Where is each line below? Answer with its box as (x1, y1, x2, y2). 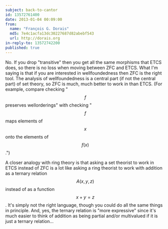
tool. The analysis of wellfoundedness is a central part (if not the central (5, 75, 156, 81)
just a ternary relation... (5, 218, 54, 224)
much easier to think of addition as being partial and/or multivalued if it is (5, 213, 158, 219)
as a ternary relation (5, 170, 47, 176)
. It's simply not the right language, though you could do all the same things (5, 202, 163, 208)
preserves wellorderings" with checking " (5, 102, 92, 108)
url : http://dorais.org (10, 36, 60, 41)
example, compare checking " (5, 86, 68, 92)
